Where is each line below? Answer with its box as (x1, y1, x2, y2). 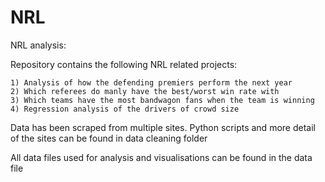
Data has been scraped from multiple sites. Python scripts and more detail (10, 121, 316, 133)
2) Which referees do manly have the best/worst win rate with (10, 86, 280, 96)
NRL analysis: (10, 39, 67, 51)
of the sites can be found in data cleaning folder (10, 132, 208, 144)
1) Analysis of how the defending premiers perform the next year (10, 77, 293, 88)
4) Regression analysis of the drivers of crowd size (10, 104, 240, 114)
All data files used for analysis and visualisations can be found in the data (10, 151, 313, 163)
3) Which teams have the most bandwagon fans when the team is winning (10, 95, 315, 105)
